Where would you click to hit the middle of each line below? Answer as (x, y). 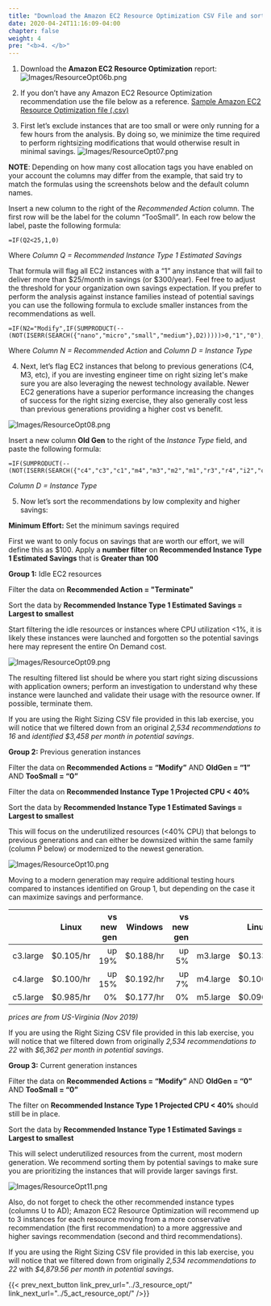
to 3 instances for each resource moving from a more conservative (119, 1220)
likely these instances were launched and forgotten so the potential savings (134, 638)
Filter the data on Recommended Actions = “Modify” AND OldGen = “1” (129, 768)
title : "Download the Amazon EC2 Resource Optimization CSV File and (128, 16)
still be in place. (34, 1114)
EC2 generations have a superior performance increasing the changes (137, 392)
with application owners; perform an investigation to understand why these (133, 686)
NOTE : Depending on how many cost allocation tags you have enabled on (131, 167)
